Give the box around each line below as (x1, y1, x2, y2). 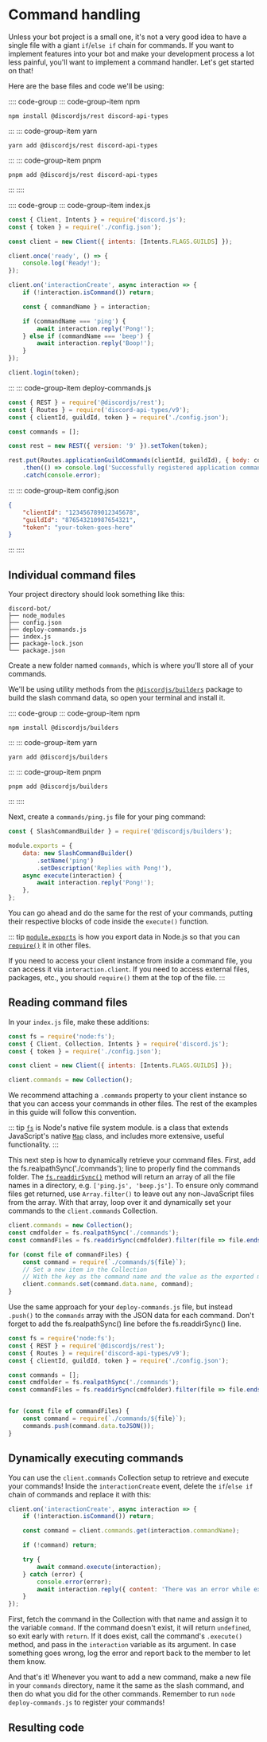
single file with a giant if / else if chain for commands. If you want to (8, 40, 234, 49)
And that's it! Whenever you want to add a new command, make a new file (8, 1672, 252, 1682)
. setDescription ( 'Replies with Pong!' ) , (37, 864, 172, 872)
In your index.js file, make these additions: (8, 1017, 149, 1026)
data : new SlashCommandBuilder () (22, 849, 133, 857)
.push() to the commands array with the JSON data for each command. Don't (8, 1311, 254, 1320)
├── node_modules (8, 612, 66, 620)
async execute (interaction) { (22, 871, 123, 880)
